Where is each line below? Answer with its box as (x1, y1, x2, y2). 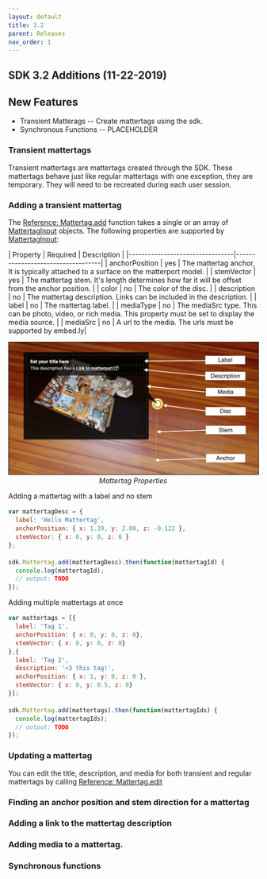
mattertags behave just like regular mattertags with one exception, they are (8, 171, 254, 180)
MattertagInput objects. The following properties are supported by (8, 227, 224, 236)
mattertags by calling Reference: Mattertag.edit (8, 776, 162, 786)
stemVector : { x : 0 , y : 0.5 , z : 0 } (15, 681, 133, 689)
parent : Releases (8, 29, 66, 37)
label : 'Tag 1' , (15, 622, 69, 631)
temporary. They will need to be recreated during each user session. (8, 180, 232, 189)
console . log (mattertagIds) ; (15, 714, 109, 722)
